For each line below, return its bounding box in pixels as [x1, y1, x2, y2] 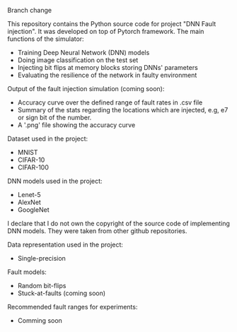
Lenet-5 [17, 191, 41, 198]
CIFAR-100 [17, 163, 50, 172]
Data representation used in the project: [7, 240, 124, 249]
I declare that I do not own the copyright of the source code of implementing [7, 219, 230, 227]
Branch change [7, 6, 52, 14]
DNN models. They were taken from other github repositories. [7, 227, 187, 235]
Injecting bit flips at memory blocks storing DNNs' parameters [17, 64, 198, 71]
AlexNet [17, 198, 41, 206]
